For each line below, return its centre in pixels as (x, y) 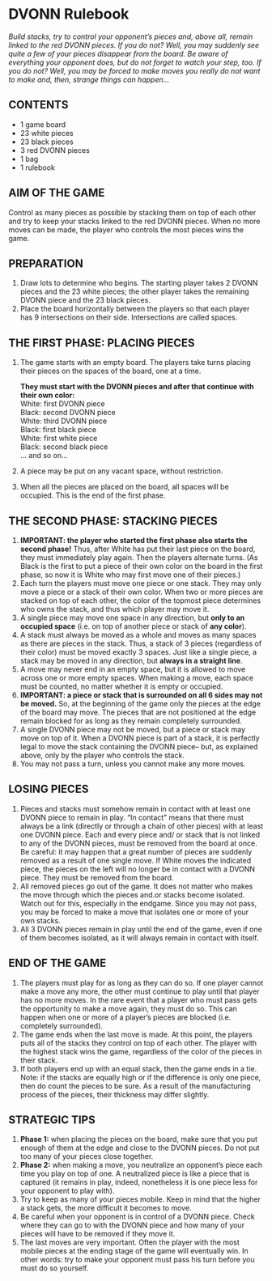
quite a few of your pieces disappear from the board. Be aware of (118, 53)
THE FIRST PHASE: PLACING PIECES (102, 343)
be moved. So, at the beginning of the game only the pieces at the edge (140, 704)
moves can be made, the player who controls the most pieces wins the (126, 229)
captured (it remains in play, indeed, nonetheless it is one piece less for (139, 1182)
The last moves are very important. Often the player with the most (130, 1242)
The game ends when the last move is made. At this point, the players (136, 1034)
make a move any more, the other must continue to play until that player (140, 991)
